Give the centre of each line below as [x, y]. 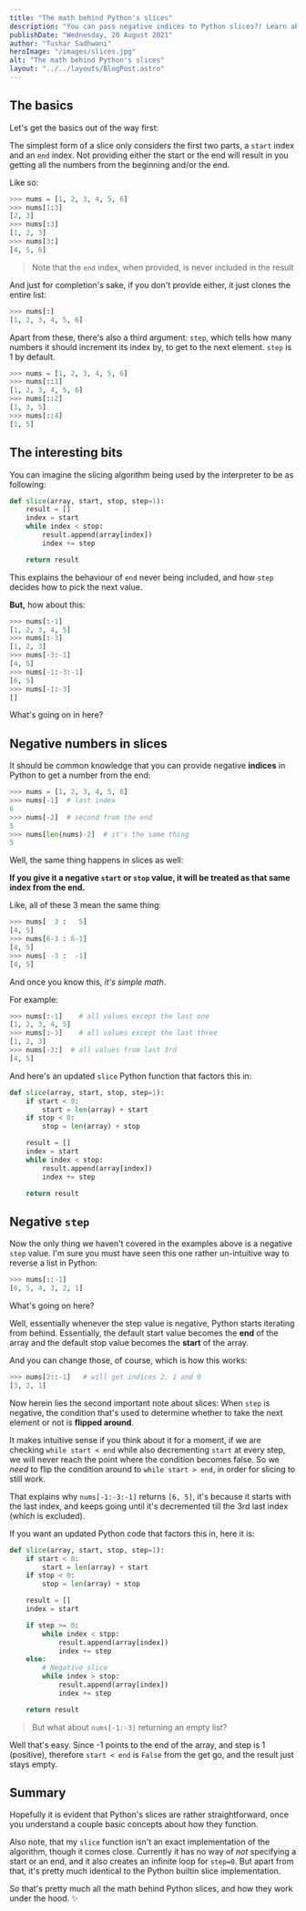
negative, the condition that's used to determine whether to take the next [146, 1412]
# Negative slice [75, 1668]
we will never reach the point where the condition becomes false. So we [145, 1459]
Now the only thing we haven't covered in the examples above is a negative [151, 1244]
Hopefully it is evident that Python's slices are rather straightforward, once [149, 1814]
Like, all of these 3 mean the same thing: [86, 905]
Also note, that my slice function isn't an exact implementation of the [140, 1842]
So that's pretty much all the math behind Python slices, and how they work [151, 1889]
